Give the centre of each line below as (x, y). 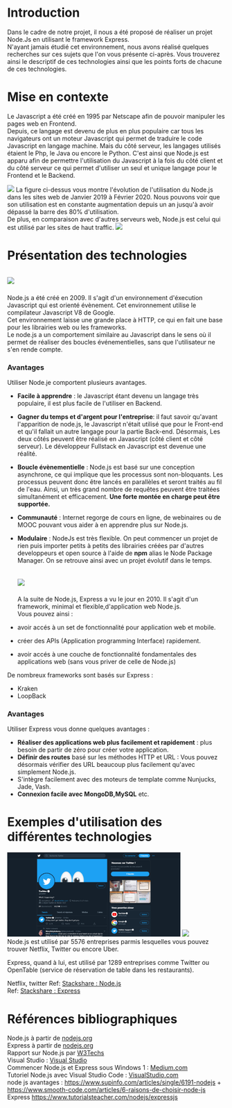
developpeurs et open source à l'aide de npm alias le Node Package (115, 553)
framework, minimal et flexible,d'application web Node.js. (99, 606)
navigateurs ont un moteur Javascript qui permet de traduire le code (105, 138)
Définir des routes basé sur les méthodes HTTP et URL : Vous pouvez (117, 757)
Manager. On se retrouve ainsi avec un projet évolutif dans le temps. (115, 561)
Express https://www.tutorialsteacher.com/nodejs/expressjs (92, 1097)
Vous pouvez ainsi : (45, 613)
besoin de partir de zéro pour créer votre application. (93, 750)
